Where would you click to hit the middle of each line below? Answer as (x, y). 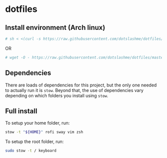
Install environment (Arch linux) (55, 28)
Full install (21, 111)
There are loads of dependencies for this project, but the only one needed (81, 85)
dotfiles (21, 9)
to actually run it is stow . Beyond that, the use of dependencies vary (74, 90)
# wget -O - (17, 57)
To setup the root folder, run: (35, 142)
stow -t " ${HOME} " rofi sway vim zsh (44, 132)
